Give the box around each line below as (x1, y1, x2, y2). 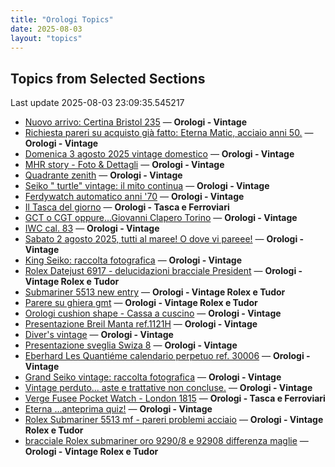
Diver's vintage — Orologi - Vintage (24, 329, 174, 341)
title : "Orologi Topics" (10, 14, 114, 25)
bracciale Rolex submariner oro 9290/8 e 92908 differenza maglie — (24, 435, 309, 447)
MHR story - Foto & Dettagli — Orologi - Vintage (24, 159, 225, 171)
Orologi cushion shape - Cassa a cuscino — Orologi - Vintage (24, 307, 282, 320)
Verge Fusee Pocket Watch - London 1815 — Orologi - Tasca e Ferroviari (24, 392, 326, 405)
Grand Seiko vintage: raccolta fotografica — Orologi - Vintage (24, 371, 282, 383)
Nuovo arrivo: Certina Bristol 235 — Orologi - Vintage (24, 116, 247, 128)
